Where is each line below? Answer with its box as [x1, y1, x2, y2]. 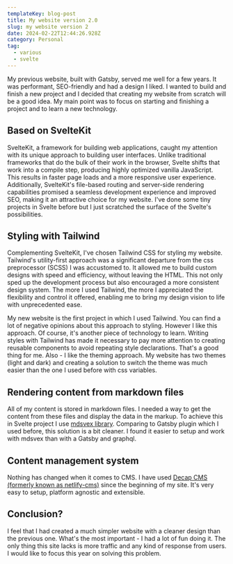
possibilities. [7, 210, 43, 218]
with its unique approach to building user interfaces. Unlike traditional [7, 151, 207, 159]
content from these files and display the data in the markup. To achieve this [7, 413, 223, 421]
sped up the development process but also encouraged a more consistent [7, 279, 219, 287]
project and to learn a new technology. [7, 104, 118, 112]
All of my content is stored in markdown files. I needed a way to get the [7, 405, 211, 413]
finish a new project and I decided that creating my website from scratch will [7, 89, 226, 98]
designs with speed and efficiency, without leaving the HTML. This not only [7, 271, 223, 279]
